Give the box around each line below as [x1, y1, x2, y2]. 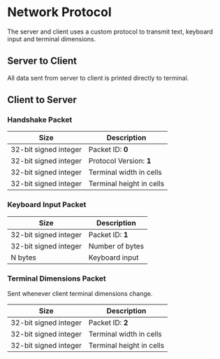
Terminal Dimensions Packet [7, 274, 106, 283]
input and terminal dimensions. [7, 34, 96, 43]
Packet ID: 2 [88, 318, 129, 328]
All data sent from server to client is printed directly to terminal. [7, 73, 189, 82]
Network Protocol [7, 4, 112, 20]
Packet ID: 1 [88, 230, 129, 239]
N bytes [10, 253, 36, 262]
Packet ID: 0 [88, 145, 129, 155]
